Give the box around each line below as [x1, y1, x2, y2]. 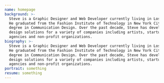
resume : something [4, 71, 42, 76]
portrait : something [4, 66, 47, 71]
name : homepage [4, 7, 36, 12]
